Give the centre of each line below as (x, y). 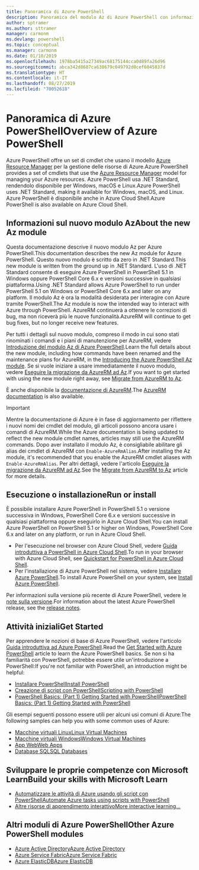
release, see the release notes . (44, 608)
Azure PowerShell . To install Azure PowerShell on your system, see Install (104, 577)
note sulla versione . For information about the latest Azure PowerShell (91, 602)
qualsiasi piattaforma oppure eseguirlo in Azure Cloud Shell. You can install (97, 522)
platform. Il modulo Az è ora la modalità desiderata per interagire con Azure (98, 297)
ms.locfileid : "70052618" (38, 89)
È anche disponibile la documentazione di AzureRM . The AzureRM (86, 390)
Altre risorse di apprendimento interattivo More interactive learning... (97, 806)
